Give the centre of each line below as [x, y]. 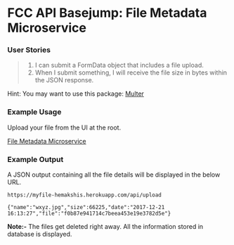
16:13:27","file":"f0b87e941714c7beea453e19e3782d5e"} [89, 214]
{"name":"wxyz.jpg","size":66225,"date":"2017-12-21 [86, 208]
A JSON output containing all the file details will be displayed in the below [114, 175]
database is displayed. [40, 234]
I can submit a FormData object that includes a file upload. [119, 65]
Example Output [35, 159]
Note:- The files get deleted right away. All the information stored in [105, 227]
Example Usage [34, 112]
